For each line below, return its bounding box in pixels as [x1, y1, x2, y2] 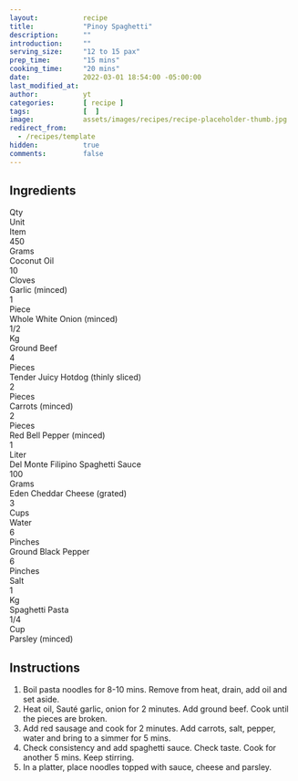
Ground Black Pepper [9, 547, 90, 557]
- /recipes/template [17, 132, 96, 141]
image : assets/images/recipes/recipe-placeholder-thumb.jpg [9, 115, 287, 124]
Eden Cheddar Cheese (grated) [9, 488, 128, 499]
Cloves [9, 275, 36, 286]
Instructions [9, 660, 80, 675]
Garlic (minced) [9, 285, 68, 296]
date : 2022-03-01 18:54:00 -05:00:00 [9, 73, 202, 82]
